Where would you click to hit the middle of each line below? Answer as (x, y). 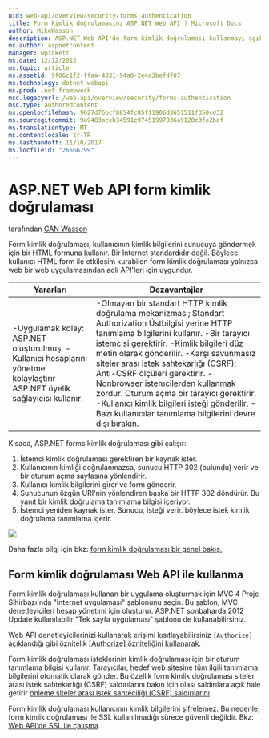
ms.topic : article (39, 68)
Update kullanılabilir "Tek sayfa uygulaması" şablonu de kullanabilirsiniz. (127, 619)
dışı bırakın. (117, 424)
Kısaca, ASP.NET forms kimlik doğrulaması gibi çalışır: (97, 444)
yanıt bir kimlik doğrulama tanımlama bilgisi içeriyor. (105, 501)
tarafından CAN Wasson (48, 229)
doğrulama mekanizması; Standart (160, 314)
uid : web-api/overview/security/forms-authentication (100, 16)
